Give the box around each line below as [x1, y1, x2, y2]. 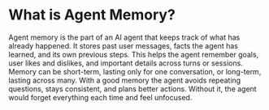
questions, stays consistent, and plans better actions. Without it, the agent [8, 83, 258, 94]
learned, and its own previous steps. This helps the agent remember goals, [8, 49, 259, 59]
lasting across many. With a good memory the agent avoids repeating [8, 75, 241, 85]
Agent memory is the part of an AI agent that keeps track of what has [8, 32, 241, 42]
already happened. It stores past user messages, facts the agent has [8, 40, 238, 50]
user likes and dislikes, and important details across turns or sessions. [8, 58, 244, 68]
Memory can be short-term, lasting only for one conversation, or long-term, [8, 66, 262, 76]
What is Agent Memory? [8, 6, 176, 24]
